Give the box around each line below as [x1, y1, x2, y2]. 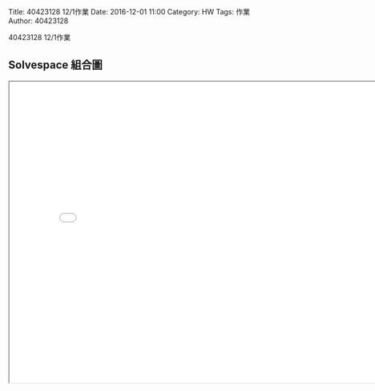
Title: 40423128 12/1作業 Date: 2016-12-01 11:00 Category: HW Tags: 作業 [8, 7, 251, 16]
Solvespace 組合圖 [8, 59, 103, 72]
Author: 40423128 [8, 16, 69, 26]
